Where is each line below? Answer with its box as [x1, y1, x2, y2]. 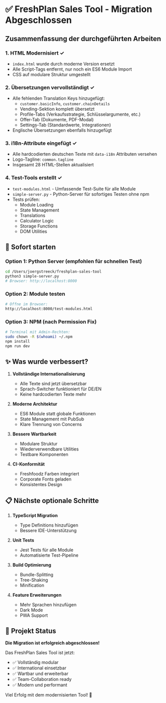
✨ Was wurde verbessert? [5, 357, 88, 366]
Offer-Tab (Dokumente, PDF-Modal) [19, 117, 94, 123]
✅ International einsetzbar [12, 665, 66, 671]
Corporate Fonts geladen [19, 476, 71, 482]
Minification [19, 582, 44, 588]
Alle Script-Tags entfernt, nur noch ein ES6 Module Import [12, 66, 132, 72]
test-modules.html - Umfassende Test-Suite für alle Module [12, 185, 136, 191]
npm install [5, 339, 30, 344]
